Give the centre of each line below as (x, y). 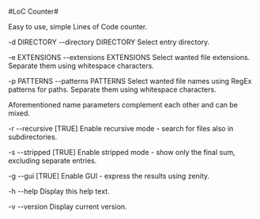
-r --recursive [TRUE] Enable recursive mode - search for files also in (121, 128)
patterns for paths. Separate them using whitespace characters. (112, 89)
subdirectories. (33, 137)
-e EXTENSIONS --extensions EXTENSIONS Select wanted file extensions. (129, 57)
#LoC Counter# (34, 11)
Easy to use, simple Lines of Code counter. (78, 26)
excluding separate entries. (53, 160)
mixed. (19, 113)
